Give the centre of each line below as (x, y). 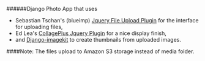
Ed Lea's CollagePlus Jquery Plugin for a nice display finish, (91, 33)
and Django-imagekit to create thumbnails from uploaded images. (98, 40)
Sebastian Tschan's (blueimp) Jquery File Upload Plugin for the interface (107, 20)
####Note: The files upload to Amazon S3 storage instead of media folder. (100, 51)
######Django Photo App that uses (52, 9)
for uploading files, (39, 27)
